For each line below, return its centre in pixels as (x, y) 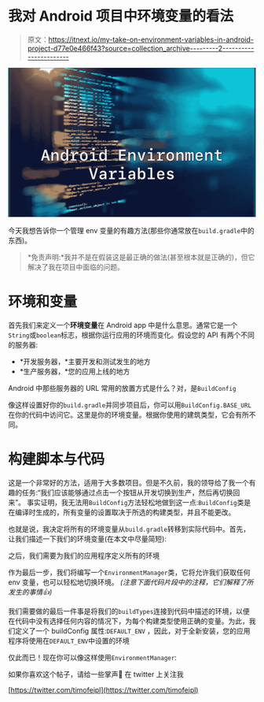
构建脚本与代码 (57, 459)
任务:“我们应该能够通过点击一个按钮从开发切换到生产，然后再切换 (127, 492)
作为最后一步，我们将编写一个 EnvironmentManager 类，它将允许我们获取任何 (129, 572)
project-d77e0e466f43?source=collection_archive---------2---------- (141, 48)
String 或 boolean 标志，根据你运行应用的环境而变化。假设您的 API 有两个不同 (132, 335)
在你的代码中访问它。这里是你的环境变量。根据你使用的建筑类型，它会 (122, 414)
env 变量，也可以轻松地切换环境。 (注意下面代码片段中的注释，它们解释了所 (131, 582)
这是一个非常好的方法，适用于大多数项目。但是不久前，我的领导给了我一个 (128, 482)
